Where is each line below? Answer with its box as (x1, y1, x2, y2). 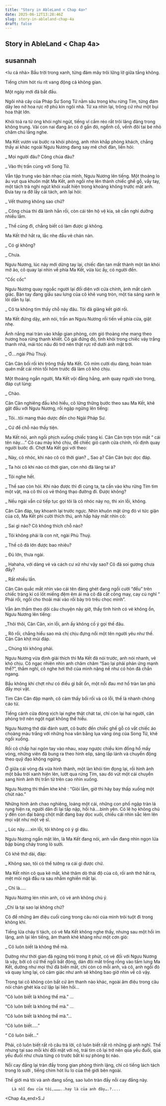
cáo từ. (5, 701, 20, 707)
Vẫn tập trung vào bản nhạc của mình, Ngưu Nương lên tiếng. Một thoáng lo (5, 173, 160, 179)
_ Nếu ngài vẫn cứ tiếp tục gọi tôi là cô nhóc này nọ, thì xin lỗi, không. (5, 498, 147, 505)
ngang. (5, 671, 20, 677)
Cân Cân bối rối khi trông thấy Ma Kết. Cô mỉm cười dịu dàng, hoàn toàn (5, 361, 152, 367)
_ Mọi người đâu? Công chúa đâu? (5, 154, 74, 160)
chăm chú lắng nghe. (5, 129, 49, 135)
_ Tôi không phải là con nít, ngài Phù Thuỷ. (5, 532, 92, 538)
